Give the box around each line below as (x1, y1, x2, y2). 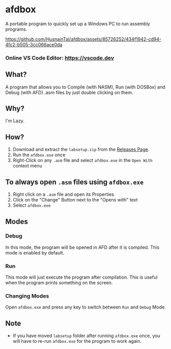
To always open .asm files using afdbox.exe (5, 177, 144, 186)
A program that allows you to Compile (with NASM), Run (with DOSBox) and (5, 84, 165, 90)
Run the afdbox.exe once (12, 152, 66, 158)
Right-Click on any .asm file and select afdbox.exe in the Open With (12, 157, 153, 163)
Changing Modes (5, 292, 49, 300)
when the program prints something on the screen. (5, 280, 113, 286)
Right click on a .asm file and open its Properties (12, 191, 115, 197)
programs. (5, 26, 27, 32)
